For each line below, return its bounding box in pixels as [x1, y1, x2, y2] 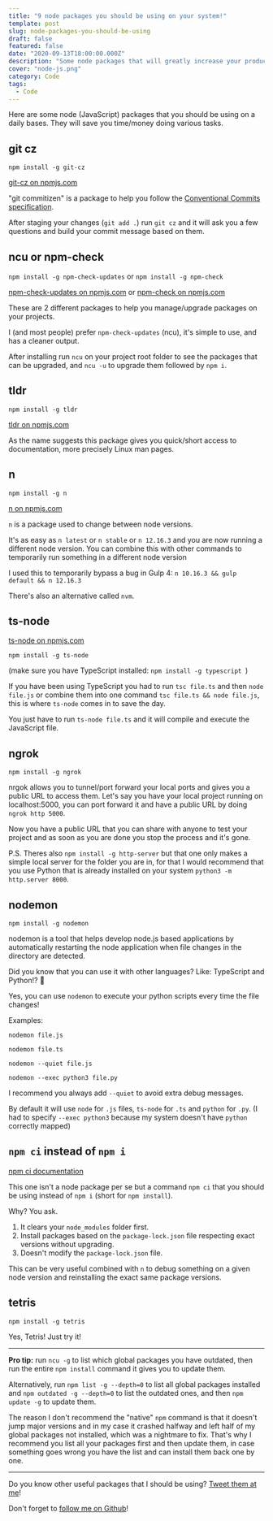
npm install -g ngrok [8, 769, 82, 777]
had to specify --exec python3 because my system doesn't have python [8, 1112, 248, 1122]
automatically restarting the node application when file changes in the [8, 942, 242, 952]
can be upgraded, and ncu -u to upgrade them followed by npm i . [8, 361, 227, 370]
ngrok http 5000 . [8, 808, 66, 818]
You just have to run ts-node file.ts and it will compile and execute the [8, 714, 250, 724]
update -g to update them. [8, 1397, 97, 1406]
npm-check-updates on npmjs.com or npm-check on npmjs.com [8, 288, 226, 297]
